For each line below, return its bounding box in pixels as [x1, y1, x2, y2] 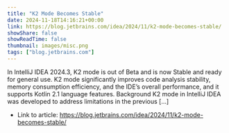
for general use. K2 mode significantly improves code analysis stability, [7, 75, 211, 83]
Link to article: [17, 110, 58, 118]
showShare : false [7, 29, 58, 37]
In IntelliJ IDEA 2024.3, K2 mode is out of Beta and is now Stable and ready [7, 67, 222, 76]
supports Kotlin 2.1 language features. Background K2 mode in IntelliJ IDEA [7, 89, 221, 98]
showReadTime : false [7, 36, 67, 43]
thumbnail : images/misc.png [7, 42, 89, 49]
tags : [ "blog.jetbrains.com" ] [7, 49, 95, 56]
